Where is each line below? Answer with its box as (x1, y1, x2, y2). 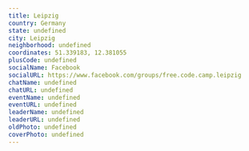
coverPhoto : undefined (8, 130, 84, 138)
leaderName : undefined (8, 109, 84, 117)
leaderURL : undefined (8, 116, 81, 124)
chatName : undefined (8, 78, 78, 86)
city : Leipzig (8, 34, 56, 42)
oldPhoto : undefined (8, 123, 78, 131)
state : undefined (8, 26, 66, 34)
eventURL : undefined (8, 101, 78, 109)
